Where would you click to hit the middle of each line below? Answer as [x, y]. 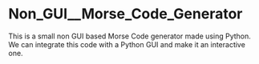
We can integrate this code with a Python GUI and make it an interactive [127, 44]
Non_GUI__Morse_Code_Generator [125, 14]
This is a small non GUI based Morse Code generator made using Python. [129, 36]
